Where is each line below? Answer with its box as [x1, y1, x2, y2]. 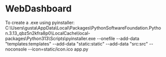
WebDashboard [5, 3, 72, 14]
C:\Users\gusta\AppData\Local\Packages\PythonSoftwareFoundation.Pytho [5, 24, 161, 30]
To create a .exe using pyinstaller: [5, 19, 75, 25]
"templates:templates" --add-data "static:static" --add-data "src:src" [5, 40, 148, 46]
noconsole [5, 46, 27, 52]
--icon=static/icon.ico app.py [28, 46, 89, 52]
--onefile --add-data [97, 35, 139, 41]
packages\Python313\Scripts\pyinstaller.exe [5, 35, 96, 41]
